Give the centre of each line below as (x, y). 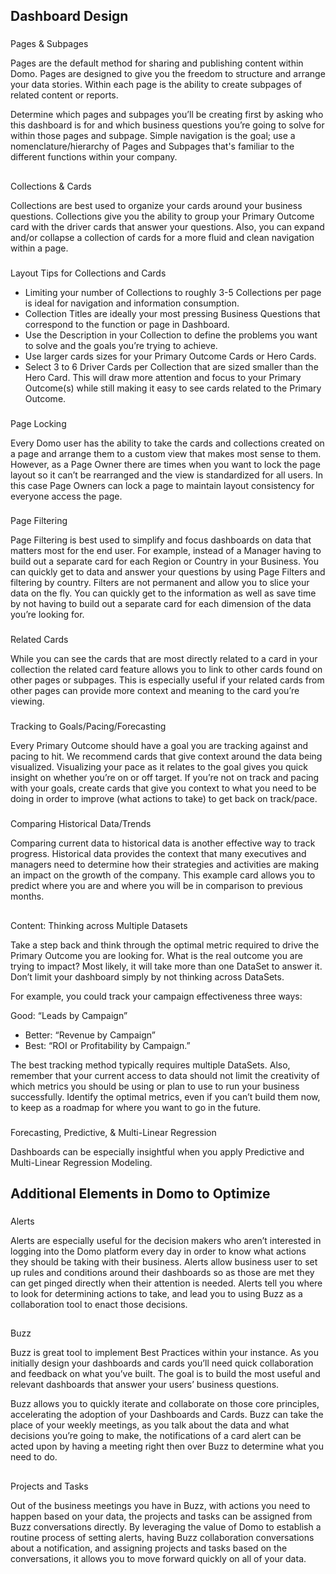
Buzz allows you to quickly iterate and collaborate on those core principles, (165, 1404)
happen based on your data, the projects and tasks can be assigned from (161, 1516)
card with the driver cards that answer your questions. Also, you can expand (167, 226)
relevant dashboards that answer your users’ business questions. (145, 1385)
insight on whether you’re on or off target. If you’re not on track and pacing (165, 778)
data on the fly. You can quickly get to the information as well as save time (163, 593)
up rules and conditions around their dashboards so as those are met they (162, 1272)
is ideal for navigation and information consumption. (132, 303)
